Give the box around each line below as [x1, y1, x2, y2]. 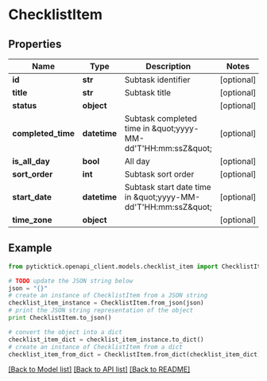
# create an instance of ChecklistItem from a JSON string [8, 292, 208, 300]
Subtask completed [124, 113, 197, 124]
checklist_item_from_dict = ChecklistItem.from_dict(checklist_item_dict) [8, 350, 261, 359]
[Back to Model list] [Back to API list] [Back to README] [8, 364, 191, 375]
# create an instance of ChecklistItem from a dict [8, 343, 183, 351]
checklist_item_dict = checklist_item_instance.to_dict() [8, 336, 204, 344]
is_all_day [12, 156, 50, 166]
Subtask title [124, 87, 172, 98]
